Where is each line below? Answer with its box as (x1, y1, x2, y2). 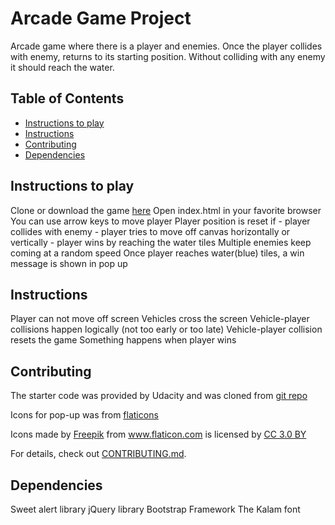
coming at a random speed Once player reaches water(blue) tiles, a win (10, 247, 305, 259)
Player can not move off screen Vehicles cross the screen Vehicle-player (10, 313, 310, 325)
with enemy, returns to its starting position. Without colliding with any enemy (10, 50, 326, 62)
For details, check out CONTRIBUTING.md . (10, 448, 187, 460)
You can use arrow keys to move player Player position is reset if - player (10, 215, 311, 227)
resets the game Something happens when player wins (10, 334, 237, 346)
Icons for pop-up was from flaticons (10, 409, 159, 421)
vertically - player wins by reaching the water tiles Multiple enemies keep (10, 236, 312, 248)
